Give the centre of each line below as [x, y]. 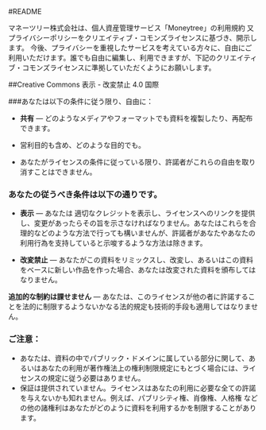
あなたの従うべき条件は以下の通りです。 [85, 194]
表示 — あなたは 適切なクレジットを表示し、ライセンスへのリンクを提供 [137, 213]
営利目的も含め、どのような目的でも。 [82, 145]
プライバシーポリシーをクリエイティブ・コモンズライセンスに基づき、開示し [133, 38]
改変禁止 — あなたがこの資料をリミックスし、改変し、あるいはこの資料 [137, 260]
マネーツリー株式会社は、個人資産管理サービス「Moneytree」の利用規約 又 [131, 28]
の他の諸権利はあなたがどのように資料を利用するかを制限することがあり [138, 408]
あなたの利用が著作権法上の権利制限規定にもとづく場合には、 [141, 368]
